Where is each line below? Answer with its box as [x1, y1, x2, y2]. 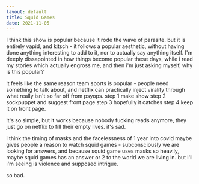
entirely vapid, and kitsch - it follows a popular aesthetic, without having [6, 43, 185, 50]
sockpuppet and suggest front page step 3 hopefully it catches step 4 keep [6, 99, 194, 106]
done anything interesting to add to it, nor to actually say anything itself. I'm [6, 49, 193, 56]
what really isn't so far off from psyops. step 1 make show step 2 [6, 92, 167, 99]
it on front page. [6, 105, 46, 113]
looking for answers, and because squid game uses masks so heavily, [6, 147, 179, 155]
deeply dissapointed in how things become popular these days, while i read [6, 55, 194, 63]
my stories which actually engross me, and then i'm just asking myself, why [6, 62, 193, 69]
